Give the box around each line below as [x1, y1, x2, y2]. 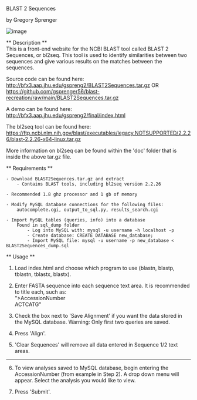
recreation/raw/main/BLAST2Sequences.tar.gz [6, 94, 119, 101]
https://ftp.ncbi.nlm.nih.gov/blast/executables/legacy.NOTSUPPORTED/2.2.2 [6, 129, 191, 136]
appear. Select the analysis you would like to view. [14, 377, 136, 384]
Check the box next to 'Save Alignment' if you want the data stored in [14, 312, 183, 319]
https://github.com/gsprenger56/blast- [6, 88, 100, 95]
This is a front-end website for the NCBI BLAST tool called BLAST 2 [6, 45, 169, 52]
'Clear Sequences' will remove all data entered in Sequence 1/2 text [14, 341, 178, 348]
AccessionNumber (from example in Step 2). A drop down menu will [14, 371, 179, 378]
